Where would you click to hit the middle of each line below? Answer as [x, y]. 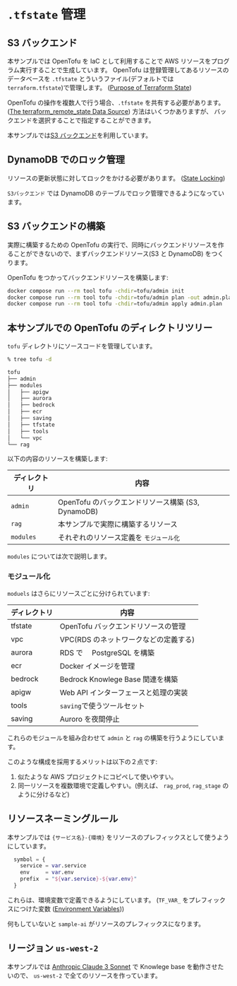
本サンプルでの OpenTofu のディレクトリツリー [110, 328]
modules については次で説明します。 [59, 556]
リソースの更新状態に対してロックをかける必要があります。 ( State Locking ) [116, 178]
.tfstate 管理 [47, 14]
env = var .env [47, 873]
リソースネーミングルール [63, 819]
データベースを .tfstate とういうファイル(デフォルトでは [91, 79]
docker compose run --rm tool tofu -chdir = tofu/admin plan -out [104, 298]
